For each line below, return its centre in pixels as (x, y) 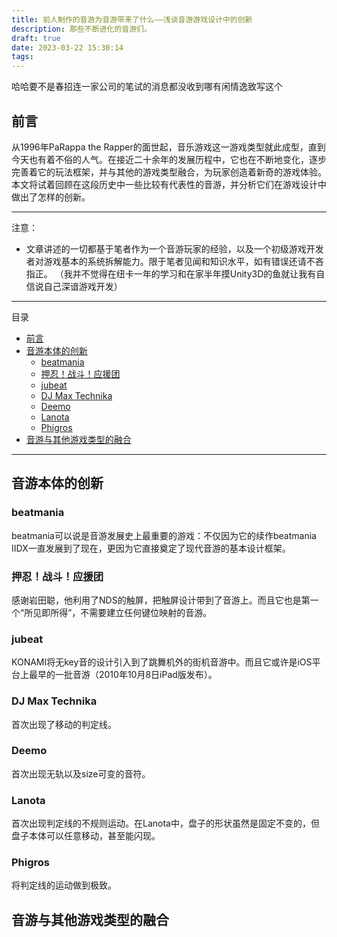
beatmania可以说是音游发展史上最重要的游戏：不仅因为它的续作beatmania (164, 535)
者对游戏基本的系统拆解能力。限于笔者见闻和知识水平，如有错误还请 (166, 261)
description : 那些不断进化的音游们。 (81, 29)
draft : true (36, 38)
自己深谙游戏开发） (83, 286)
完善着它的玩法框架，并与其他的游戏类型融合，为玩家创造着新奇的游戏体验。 (169, 172)
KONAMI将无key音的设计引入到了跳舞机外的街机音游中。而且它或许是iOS (162, 662)
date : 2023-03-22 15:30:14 (67, 47)
